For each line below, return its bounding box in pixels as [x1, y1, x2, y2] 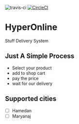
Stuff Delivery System [5, 38, 48, 43]
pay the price [12, 75, 39, 81]
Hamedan [12, 107, 32, 113]
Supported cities [5, 95, 57, 103]
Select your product [12, 65, 52, 71]
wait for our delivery [12, 81, 52, 86]
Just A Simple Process [5, 52, 75, 61]
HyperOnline [5, 22, 58, 33]
